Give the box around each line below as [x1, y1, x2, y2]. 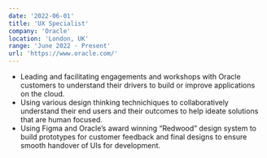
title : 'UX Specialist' [8, 19, 90, 28]
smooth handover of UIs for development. [20, 141, 161, 150]
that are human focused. [20, 115, 103, 124]
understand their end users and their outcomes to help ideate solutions [20, 106, 259, 116]
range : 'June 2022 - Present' [8, 42, 112, 50]
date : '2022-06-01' [8, 11, 75, 20]
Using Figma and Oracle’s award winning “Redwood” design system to [20, 123, 256, 133]
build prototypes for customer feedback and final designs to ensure [20, 132, 247, 142]
